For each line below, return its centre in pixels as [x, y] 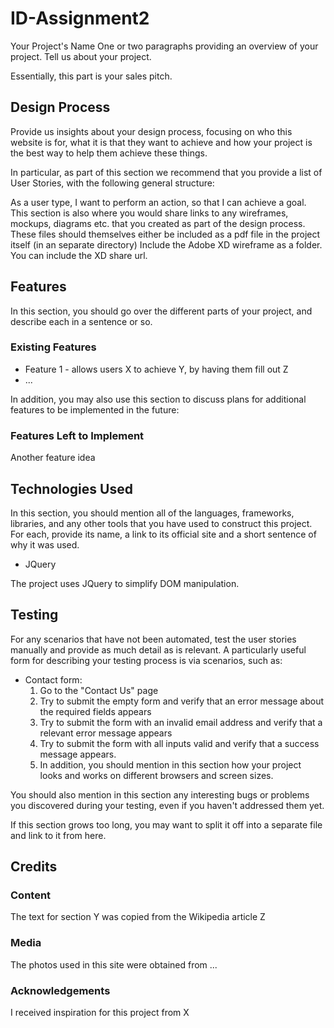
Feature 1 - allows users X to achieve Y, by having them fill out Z [156, 369]
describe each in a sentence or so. [81, 321]
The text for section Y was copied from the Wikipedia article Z [138, 917]
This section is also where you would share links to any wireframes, [149, 213]
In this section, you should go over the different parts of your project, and [161, 311]
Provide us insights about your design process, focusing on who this [151, 131]
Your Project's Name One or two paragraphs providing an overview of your [164, 46]
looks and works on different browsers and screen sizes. [156, 775]
